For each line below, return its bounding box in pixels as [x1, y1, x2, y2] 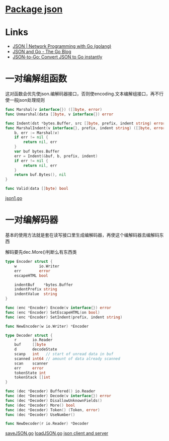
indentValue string [14, 291, 57, 297]
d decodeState [14, 347, 57, 352]
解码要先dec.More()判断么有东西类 [5, 249, 77, 255]
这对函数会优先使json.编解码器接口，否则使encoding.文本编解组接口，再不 [5, 91, 159, 97]
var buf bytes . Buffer [14, 149, 59, 154]
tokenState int [14, 370, 46, 376]
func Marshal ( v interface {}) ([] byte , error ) [5, 107, 102, 112]
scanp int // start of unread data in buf [14, 351, 114, 356]
